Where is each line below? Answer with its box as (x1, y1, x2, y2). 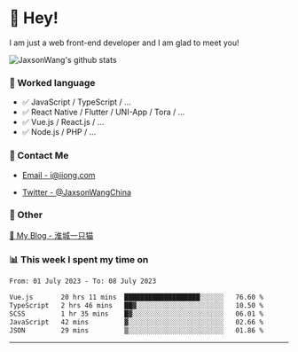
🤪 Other (9, 208, 43, 221)
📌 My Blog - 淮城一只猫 (9, 230, 94, 240)
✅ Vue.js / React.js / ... (21, 117, 105, 128)
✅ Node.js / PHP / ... (21, 127, 97, 137)
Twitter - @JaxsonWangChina (21, 186, 131, 198)
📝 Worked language (9, 76, 96, 89)
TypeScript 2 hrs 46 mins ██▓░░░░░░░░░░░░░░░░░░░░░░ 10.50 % (9, 301, 264, 309)
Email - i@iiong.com (21, 169, 96, 180)
